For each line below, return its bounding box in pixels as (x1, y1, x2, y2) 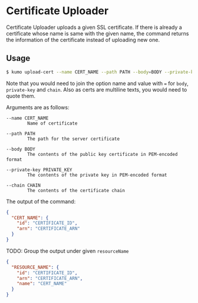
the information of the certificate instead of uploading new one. (6, 36, 160, 43)
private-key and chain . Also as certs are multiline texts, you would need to (6, 86, 187, 93)
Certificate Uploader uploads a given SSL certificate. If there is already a (6, 24, 183, 31)
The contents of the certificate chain (27, 187, 126, 193)
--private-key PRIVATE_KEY (6, 167, 72, 172)
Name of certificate (27, 120, 78, 126)
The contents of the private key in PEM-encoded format (27, 172, 167, 178)
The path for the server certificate (27, 136, 120, 142)
